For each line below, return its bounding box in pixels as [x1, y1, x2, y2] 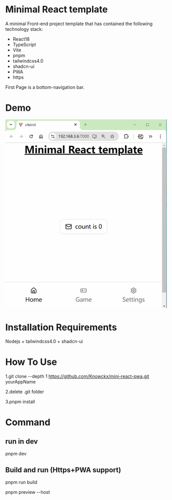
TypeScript [12, 41, 36, 47]
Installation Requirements [5, 321, 117, 333]
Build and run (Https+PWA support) [5, 466, 121, 474]
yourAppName [5, 379, 36, 385]
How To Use [5, 356, 57, 368]
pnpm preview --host [5, 489, 50, 495]
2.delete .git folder [5, 389, 45, 395]
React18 [12, 36, 30, 42]
